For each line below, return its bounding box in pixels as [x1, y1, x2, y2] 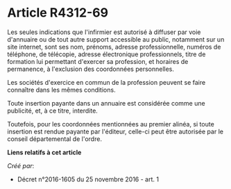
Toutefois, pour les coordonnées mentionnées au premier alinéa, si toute [7, 120, 215, 128]
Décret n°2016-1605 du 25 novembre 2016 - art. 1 [17, 175, 160, 183]
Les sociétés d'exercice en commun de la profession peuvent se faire [7, 78, 206, 86]
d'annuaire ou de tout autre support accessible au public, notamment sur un [7, 35, 225, 43]
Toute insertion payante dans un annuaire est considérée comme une [7, 99, 206, 107]
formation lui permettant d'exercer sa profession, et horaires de [7, 57, 189, 65]
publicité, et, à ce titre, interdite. [7, 106, 99, 115]
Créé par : [7, 161, 35, 170]
